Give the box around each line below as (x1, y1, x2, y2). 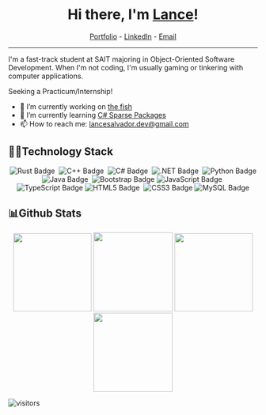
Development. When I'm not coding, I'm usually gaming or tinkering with (8, 62, 244, 72)
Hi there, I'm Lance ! (67, 6, 199, 24)
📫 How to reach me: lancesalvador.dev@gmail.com (19, 119, 189, 128)
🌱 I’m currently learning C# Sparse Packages (19, 110, 166, 119)
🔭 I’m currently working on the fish (19, 101, 133, 111)
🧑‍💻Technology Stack (8, 145, 113, 159)
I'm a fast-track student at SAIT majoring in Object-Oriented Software (8, 54, 235, 64)
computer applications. (8, 71, 84, 81)
